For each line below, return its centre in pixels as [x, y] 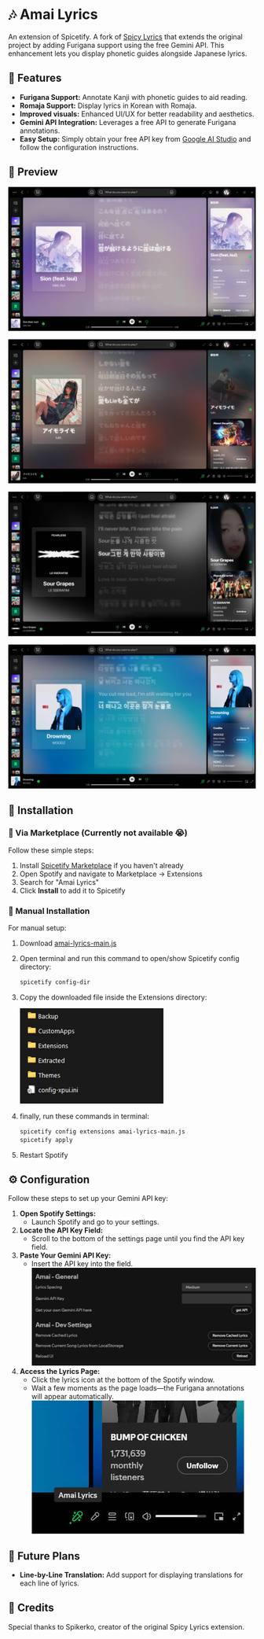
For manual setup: [37, 928]
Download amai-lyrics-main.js [68, 943]
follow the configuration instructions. [79, 147]
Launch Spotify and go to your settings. [95, 1222]
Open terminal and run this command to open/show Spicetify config [129, 958]
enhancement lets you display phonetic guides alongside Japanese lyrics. [128, 53]
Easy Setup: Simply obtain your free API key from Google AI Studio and [135, 138]
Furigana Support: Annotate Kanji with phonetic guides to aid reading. [133, 97]
